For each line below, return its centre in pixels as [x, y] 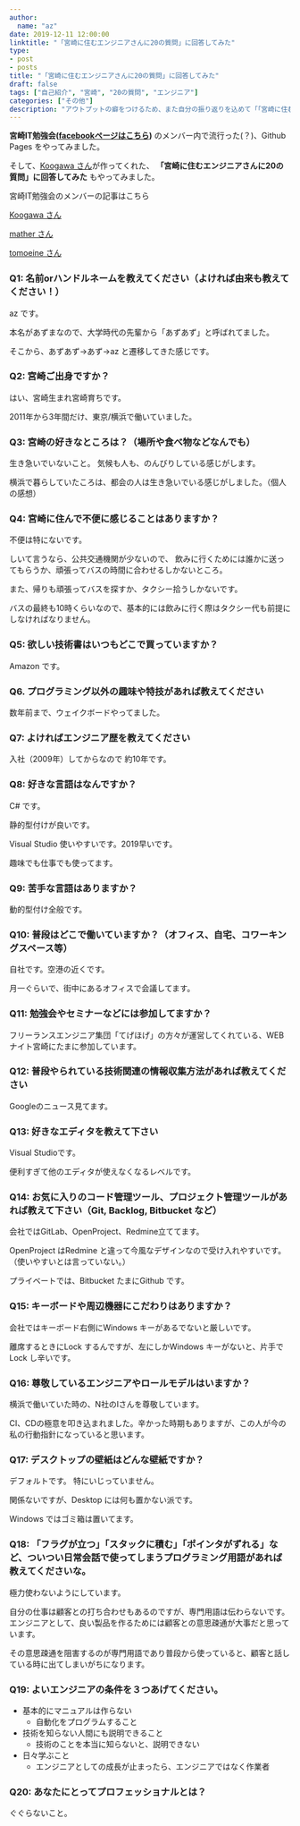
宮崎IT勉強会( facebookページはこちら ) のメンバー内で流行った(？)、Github [148, 136]
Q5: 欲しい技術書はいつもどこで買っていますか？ [114, 645]
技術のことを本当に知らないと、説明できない [118, 1744]
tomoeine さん [36, 253]
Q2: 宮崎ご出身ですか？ [59, 377]
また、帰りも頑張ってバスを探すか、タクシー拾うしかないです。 [126, 589]
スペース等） [46, 947]
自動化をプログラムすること [87, 1721]
